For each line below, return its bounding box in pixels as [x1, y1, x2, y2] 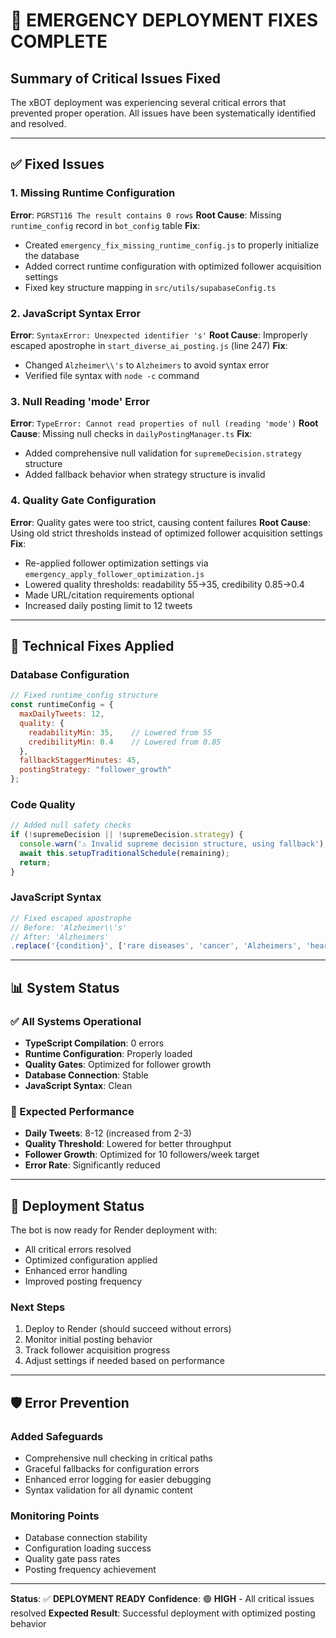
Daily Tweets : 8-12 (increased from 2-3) [24, 1127, 192, 1139]
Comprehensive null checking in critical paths [24, 1452, 213, 1464]
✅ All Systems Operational [10, 1014, 142, 1028]
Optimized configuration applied [24, 1254, 158, 1266]
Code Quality [10, 797, 76, 811]
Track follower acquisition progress [24, 1344, 171, 1356]
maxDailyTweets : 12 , [19, 709, 105, 719]
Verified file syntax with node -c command [24, 369, 200, 381]
